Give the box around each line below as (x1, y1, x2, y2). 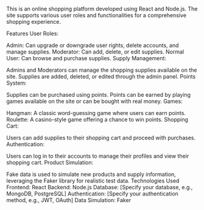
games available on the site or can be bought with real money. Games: (6, 97, 183, 105)
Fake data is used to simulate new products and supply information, (6, 170, 177, 178)
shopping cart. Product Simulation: (6, 159, 94, 166)
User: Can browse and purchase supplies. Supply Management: (6, 55, 166, 61)
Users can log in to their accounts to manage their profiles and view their (6, 152, 189, 159)
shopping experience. (6, 18, 62, 25)
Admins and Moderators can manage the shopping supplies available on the (6, 66, 197, 74)
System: (6, 79, 27, 86)
